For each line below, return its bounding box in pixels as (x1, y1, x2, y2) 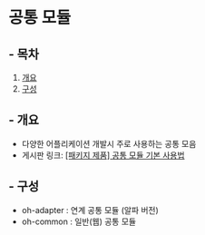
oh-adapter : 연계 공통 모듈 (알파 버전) (21, 204, 160, 215)
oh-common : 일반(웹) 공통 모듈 (21, 216, 137, 227)
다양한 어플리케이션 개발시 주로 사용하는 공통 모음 (21, 138, 197, 149)
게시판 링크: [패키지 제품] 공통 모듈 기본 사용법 (21, 150, 185, 161)
